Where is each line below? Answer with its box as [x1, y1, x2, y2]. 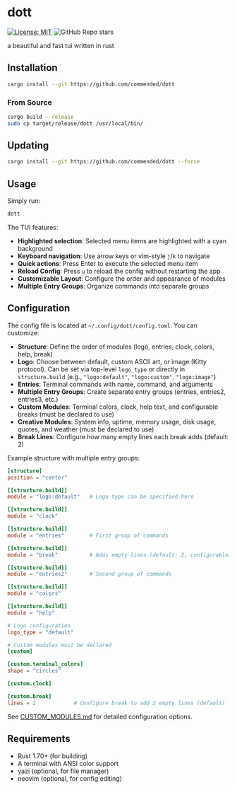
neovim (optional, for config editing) [17, 774, 122, 782]
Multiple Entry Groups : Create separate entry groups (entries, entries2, [17, 387, 226, 396]
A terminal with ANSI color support [17, 759, 119, 767]
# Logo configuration [7, 622, 71, 629]
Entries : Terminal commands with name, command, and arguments [17, 380, 214, 388]
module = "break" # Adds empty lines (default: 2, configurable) [7, 551, 232, 559]
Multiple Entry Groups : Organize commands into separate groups [17, 282, 209, 291]
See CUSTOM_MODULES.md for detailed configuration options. [7, 712, 193, 721]
